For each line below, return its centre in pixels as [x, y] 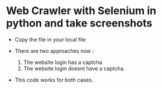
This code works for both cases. [54, 80]
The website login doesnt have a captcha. [74, 68]
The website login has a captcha [63, 62]
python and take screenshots [79, 23]
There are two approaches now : [54, 50]
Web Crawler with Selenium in [81, 11]
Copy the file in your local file [50, 39]
